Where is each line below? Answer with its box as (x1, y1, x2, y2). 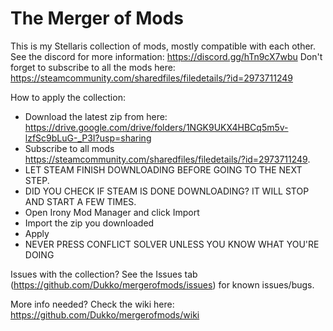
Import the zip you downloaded (24, 217, 155, 229)
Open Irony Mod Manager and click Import (24, 206, 200, 218)
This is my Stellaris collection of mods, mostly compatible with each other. (10, 40, 316, 52)
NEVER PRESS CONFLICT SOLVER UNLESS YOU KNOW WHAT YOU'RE (24, 238, 320, 250)
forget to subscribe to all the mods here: (10, 61, 176, 73)
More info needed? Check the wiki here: (10, 298, 175, 310)
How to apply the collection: (10, 91, 126, 103)
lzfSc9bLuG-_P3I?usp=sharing (24, 132, 152, 144)
